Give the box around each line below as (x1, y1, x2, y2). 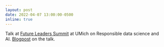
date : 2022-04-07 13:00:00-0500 (5, 12, 73, 17)
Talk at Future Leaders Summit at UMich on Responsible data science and (5, 31, 159, 37)
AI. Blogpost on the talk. (5, 36, 55, 42)
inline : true (5, 17, 33, 22)
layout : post (5, 7, 33, 13)
